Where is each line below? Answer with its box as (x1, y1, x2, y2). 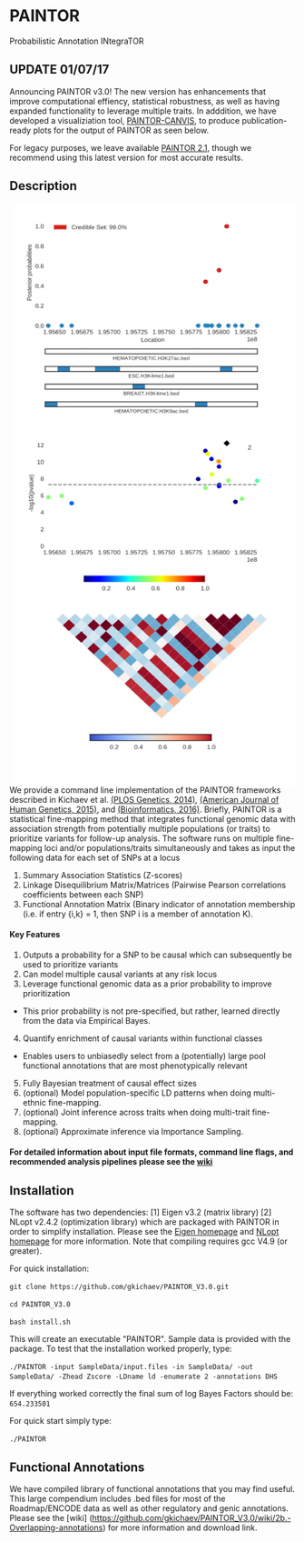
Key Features (9, 929, 61, 940)
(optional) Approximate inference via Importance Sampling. (22, 1126, 244, 1136)
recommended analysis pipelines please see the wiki (9, 1156, 213, 1167)
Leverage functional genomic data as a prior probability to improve (22, 978, 272, 989)
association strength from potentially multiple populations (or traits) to (9, 823, 270, 834)
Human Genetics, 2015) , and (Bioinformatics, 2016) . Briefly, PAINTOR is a (9, 804, 282, 815)
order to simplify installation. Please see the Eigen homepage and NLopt (9, 1227, 279, 1237)
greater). (9, 1246, 43, 1257)
